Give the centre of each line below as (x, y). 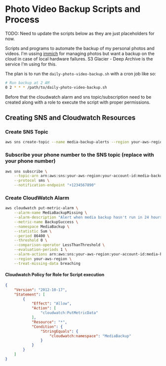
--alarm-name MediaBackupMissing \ (51, 213)
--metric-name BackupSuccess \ (46, 222)
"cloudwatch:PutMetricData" (69, 313)
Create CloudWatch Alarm (37, 198)
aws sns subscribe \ (26, 171)
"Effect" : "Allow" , (51, 304)
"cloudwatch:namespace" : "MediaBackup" (90, 336)
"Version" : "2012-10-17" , (41, 290)
